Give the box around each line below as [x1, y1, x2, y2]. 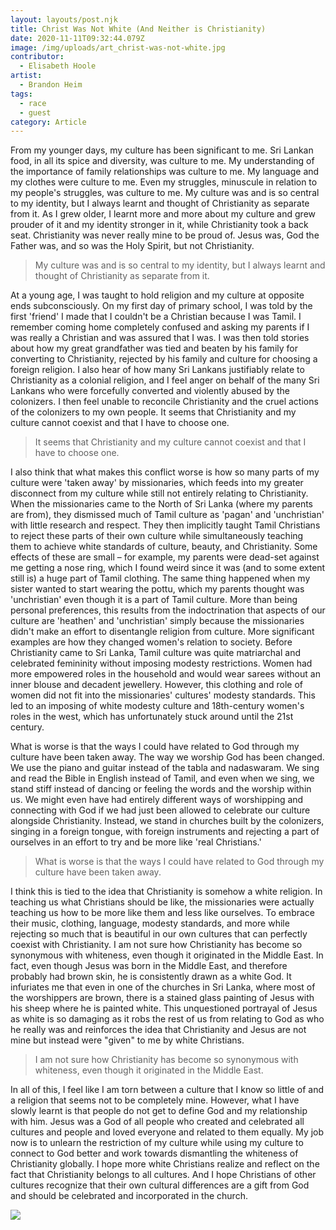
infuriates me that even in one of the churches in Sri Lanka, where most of [10, 981, 316, 993]
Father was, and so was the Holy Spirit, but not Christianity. [10, 240, 255, 252]
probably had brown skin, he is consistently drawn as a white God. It [10, 971, 292, 983]
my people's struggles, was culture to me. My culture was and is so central [10, 187, 320, 199]
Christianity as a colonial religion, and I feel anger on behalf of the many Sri [10, 374, 320, 386]
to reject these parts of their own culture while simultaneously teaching [10, 530, 304, 542]
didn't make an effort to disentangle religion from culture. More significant [10, 626, 315, 638]
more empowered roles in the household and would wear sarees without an [10, 668, 321, 680]
